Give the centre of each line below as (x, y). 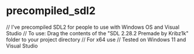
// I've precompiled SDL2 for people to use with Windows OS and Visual (93, 27)
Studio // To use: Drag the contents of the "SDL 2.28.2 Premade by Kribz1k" (97, 33)
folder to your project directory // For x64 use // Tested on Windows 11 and (96, 39)
